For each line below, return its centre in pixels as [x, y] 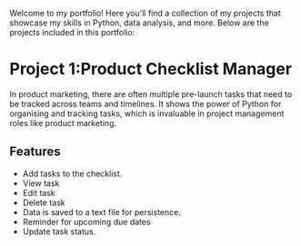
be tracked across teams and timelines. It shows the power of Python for [145, 103]
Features [35, 152]
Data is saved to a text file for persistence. [102, 212]
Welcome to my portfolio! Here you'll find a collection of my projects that [145, 13]
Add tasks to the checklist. [72, 173]
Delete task [44, 202]
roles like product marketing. [63, 123]
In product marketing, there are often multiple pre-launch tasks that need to [151, 93]
